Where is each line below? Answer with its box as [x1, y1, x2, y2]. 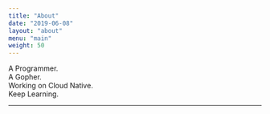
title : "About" [8, 11, 59, 20]
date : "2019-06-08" [8, 19, 74, 27]
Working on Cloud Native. [8, 81, 94, 91]
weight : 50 [8, 42, 45, 50]
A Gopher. [8, 72, 42, 82]
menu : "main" [8, 34, 52, 43]
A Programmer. [8, 63, 59, 73]
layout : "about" [8, 26, 63, 35]
